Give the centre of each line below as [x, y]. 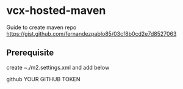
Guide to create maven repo [41, 27]
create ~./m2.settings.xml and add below [58, 67]
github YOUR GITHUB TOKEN [43, 79]
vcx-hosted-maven [56, 11]
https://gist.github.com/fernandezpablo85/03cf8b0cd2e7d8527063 [91, 33]
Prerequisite [30, 53]
